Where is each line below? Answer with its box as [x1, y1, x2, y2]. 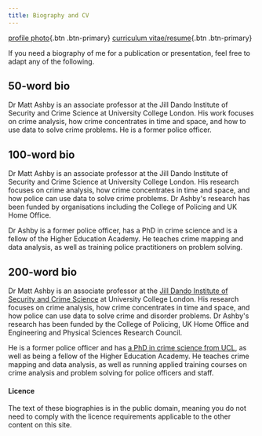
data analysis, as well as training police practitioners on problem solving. [8, 243, 243, 252]
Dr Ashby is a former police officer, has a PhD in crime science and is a [8, 225, 238, 236]
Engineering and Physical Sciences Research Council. [8, 328, 183, 338]
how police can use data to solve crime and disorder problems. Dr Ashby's [8, 311, 249, 321]
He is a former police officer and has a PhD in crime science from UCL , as [8, 343, 247, 353]
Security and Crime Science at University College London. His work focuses [8, 108, 254, 118]
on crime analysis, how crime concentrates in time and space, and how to [8, 117, 246, 126]
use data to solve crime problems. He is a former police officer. [8, 125, 212, 134]
